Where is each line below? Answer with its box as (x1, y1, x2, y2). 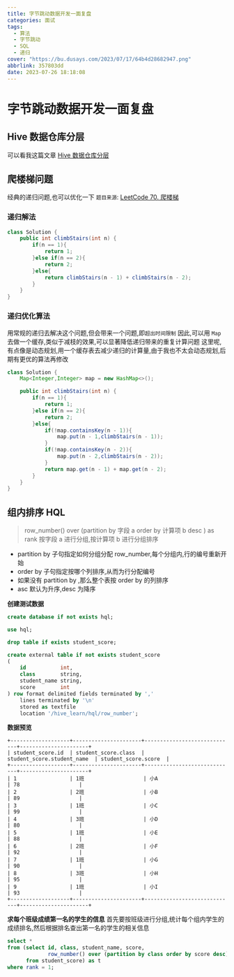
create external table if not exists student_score (7, 651, 160, 658)
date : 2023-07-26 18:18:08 (7, 68, 86, 75)
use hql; (7, 626, 33, 633)
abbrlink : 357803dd (7, 62, 64, 69)
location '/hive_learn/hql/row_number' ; (19, 710, 139, 717)
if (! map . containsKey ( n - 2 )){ (44, 447, 132, 454)
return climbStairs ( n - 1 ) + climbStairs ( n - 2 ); (44, 274, 192, 281)
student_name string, (19, 677, 82, 685)
